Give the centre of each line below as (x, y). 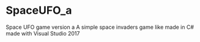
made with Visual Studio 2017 (43, 33)
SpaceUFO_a (39, 10)
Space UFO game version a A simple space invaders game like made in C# (100, 27)
